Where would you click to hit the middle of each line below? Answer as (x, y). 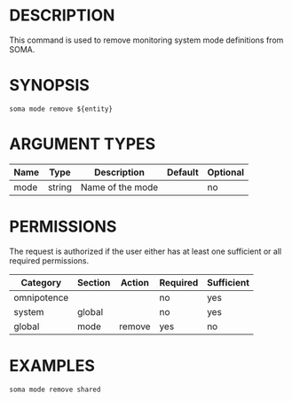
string (60, 187)
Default (183, 172)
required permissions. (49, 260)
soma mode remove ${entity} (61, 109)
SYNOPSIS (50, 86)
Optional (226, 172)
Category (41, 282)
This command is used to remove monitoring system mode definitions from (146, 40)
